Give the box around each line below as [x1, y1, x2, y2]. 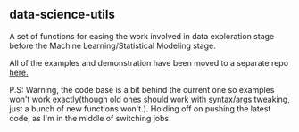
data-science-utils [9, 7, 116, 22]
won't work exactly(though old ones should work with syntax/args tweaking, [9, 94, 290, 104]
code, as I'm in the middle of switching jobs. [9, 112, 171, 123]
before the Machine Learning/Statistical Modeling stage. [9, 40, 216, 51]
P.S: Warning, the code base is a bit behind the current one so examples [9, 84, 275, 95]
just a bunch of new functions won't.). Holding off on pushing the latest [9, 103, 271, 114]
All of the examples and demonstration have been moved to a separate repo [9, 57, 288, 68]
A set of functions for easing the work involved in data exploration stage [9, 30, 275, 41]
